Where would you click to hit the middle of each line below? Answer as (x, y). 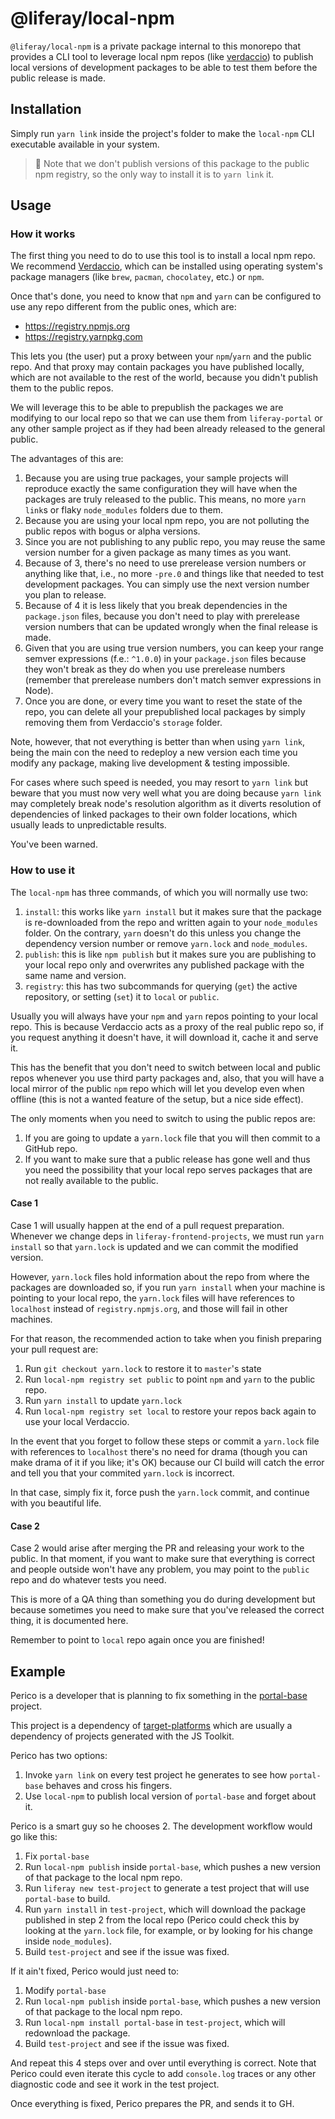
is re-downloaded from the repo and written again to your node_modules (171, 922)
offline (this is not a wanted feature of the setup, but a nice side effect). (157, 1099)
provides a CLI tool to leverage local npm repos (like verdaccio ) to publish (162, 56)
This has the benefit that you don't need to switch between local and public (166, 1067)
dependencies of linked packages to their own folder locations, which (154, 814)
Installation (46, 109)
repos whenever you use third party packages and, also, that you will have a (167, 1078)
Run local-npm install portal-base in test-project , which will (155, 2022)
